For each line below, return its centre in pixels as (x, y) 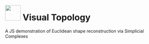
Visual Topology (56, 18)
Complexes (17, 36)
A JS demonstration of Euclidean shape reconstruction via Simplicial (74, 31)
